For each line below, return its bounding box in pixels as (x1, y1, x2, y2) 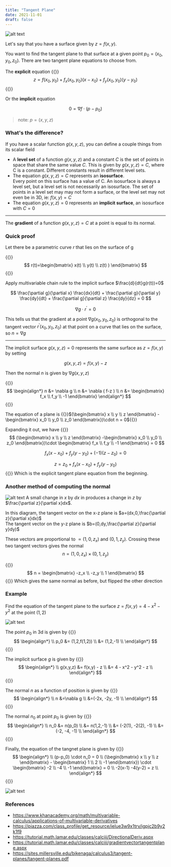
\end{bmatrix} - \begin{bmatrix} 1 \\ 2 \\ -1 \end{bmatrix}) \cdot (19, 759, 152, 765)
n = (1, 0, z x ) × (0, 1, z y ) (62, 550, 109, 558)
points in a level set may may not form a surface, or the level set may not (12, 189, 165, 195)
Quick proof (5, 232, 36, 240)
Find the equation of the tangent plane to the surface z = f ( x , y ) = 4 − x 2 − (5, 602, 160, 609)
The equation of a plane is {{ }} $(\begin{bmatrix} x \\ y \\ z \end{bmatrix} (5, 411, 157, 417)
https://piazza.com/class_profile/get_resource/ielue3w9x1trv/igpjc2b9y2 (12, 823, 165, 829)
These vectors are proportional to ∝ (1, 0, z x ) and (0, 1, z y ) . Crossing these (5, 536, 160, 543)
